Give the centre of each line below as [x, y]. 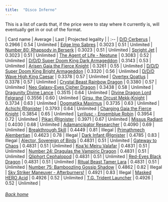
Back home [17, 194]
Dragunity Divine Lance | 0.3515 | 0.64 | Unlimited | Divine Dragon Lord [78, 92]
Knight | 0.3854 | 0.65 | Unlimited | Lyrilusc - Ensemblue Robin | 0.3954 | [80, 114]
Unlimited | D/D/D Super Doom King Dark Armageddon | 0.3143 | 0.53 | [78, 60]
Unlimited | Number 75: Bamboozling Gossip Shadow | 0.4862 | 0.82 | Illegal [84, 167]
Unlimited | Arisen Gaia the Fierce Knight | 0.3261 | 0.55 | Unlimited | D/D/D [82, 66]
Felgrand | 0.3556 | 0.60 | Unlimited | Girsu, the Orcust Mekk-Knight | [76, 98]
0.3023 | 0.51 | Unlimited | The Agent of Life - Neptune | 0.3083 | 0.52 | [78, 55]
